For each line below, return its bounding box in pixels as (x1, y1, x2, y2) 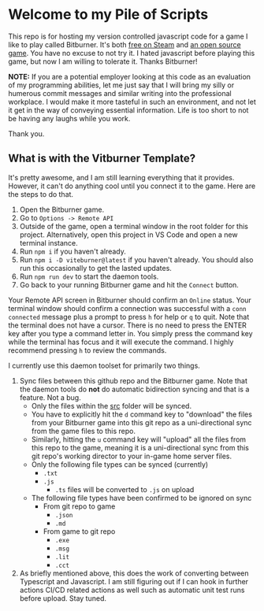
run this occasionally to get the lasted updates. (19, 263, 172, 272)
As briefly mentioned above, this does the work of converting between (19, 568, 250, 578)
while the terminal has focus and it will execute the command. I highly (8, 337, 234, 346)
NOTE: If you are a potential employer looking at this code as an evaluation (8, 72, 251, 81)
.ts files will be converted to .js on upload (54, 484, 195, 494)
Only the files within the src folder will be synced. (31, 401, 191, 410)
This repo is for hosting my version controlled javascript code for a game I (8, 31, 248, 41)
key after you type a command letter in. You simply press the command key (8, 328, 254, 338)
